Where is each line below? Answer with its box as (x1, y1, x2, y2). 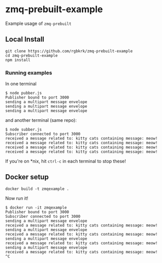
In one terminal (5, 81, 37, 87)
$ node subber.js (5, 127, 42, 133)
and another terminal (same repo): (5, 117, 77, 123)
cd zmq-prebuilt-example (5, 53, 58, 58)
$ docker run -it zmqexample (5, 205, 67, 210)
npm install (5, 57, 30, 62)
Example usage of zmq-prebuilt (5, 20, 72, 26)
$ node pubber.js (5, 90, 42, 96)
